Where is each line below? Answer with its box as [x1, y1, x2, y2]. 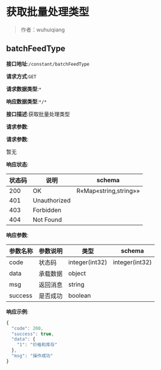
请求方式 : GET [6, 72, 37, 80]
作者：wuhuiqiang [20, 26, 65, 33]
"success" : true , [11, 331, 54, 337]
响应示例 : [6, 308, 29, 315]
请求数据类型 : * [6, 85, 42, 92]
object [68, 269, 86, 277]
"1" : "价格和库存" [17, 342, 58, 348]
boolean [68, 291, 91, 300]
